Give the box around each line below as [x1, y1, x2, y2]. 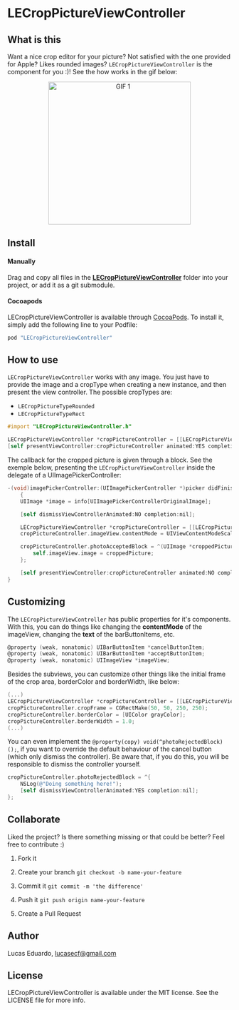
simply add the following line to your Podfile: [7, 320, 137, 329]
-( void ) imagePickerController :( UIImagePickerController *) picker [7, 485, 205, 492]
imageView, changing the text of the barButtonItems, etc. [7, 630, 175, 638]
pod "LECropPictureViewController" [7, 334, 113, 341]
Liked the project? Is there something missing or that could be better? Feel [7, 832, 225, 841]
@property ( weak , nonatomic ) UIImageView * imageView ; [7, 657, 171, 665]
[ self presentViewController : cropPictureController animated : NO [20, 569, 215, 576]
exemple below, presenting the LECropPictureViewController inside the [7, 463, 216, 472]
